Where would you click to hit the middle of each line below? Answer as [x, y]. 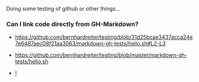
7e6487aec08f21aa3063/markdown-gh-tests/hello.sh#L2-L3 [90, 44]
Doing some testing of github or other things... [63, 9]
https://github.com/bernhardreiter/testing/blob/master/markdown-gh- [101, 55]
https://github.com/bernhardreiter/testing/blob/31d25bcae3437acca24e [104, 37]
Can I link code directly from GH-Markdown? [73, 24]
